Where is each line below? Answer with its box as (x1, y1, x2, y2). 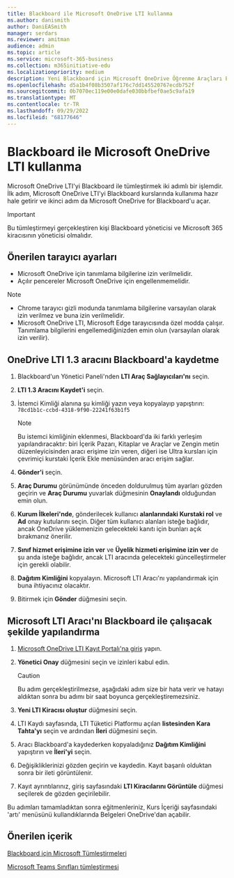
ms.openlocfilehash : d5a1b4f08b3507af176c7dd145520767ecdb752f (7, 82, 195, 88)
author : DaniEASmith (7, 23, 68, 30)
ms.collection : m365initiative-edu (7, 62, 111, 69)
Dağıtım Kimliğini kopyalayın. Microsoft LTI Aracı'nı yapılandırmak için (17, 574, 219, 583)
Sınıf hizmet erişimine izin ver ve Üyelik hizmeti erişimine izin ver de (17, 546, 219, 554)
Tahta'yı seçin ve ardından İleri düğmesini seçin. (17, 727, 158, 735)
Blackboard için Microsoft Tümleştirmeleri (7, 849, 127, 857)
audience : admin (7, 43, 54, 49)
